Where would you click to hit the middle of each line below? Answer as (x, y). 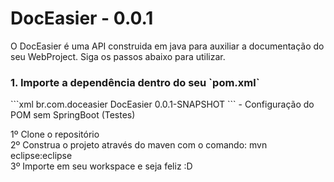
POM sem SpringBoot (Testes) (73, 115)
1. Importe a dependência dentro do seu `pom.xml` (135, 82)
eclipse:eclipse (41, 156)
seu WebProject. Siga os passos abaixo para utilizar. (118, 56)
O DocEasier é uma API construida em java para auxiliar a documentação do (167, 46)
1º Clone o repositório (55, 134)
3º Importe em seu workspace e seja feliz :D (101, 166)
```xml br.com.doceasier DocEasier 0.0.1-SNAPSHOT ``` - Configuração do (162, 104)
